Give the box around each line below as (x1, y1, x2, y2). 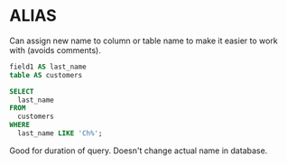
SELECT (9, 87, 34, 96)
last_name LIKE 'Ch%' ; (17, 129, 103, 138)
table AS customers (9, 70, 83, 79)
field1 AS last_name (9, 62, 88, 71)
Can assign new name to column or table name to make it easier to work (9, 35, 278, 46)
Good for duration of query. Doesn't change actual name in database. (9, 145, 268, 156)
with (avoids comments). (9, 44, 102, 55)
